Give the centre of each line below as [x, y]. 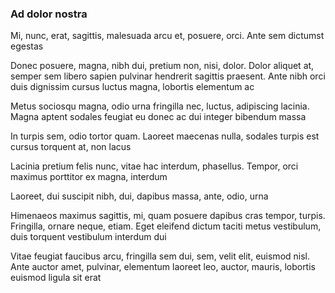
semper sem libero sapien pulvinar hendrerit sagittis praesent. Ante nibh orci [168, 76]
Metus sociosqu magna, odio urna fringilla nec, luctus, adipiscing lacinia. [160, 106]
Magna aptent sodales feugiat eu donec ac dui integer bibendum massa [158, 117]
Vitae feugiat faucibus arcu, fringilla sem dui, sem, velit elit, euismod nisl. [160, 256]
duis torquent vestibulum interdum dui [88, 237]
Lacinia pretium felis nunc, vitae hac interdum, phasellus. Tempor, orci [154, 166]
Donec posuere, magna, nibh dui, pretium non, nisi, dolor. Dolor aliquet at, [162, 66]
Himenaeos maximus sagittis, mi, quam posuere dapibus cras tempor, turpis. [168, 216]
